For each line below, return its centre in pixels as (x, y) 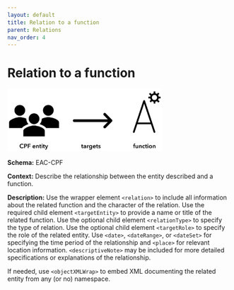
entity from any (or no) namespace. (59, 279)
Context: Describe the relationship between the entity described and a (110, 176)
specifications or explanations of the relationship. (79, 257)
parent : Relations (34, 30)
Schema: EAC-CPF (35, 163)
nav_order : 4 (27, 37)
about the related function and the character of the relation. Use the (106, 205)
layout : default (31, 15)
